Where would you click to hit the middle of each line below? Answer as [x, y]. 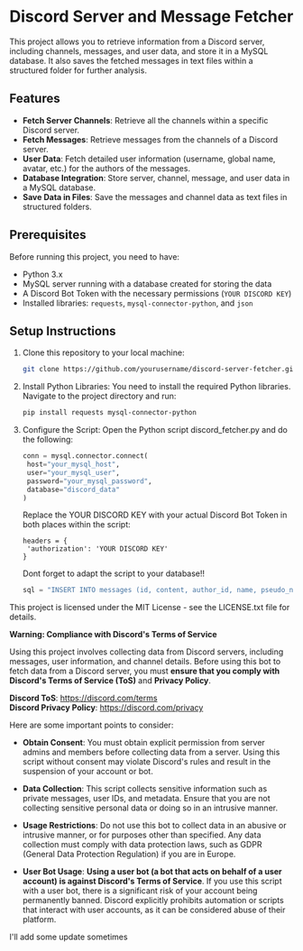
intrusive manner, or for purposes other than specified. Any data [142, 835]
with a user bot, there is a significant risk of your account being [140, 891]
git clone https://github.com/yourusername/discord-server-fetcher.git [160, 370]
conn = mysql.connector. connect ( [85, 456]
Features [35, 99]
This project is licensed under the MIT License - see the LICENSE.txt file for [150, 608]
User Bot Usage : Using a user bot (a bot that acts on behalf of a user [152, 872]
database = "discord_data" [73, 489]
